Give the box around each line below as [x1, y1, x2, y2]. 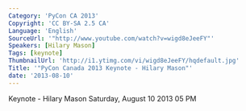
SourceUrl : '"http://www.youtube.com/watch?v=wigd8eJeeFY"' [8, 34, 215, 43]
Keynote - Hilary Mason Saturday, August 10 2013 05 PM [8, 93, 197, 103]
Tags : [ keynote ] [8, 49, 63, 57]
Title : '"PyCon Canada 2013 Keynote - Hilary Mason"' [8, 64, 194, 72]
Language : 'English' [8, 27, 78, 35]
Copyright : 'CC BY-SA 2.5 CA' [8, 19, 110, 27]
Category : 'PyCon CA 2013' [8, 11, 99, 20]
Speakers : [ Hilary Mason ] [8, 42, 95, 50]
